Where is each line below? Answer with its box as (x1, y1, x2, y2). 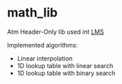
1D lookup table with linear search (17, 61, 114, 70)
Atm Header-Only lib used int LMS (7, 28, 105, 36)
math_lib (7, 5, 58, 21)
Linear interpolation (17, 54, 73, 63)
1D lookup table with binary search (17, 69, 116, 77)
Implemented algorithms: (7, 41, 78, 49)
